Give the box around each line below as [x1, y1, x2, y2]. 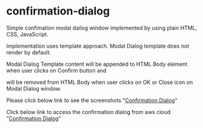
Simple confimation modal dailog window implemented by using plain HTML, [6, 24, 198, 31]
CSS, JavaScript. [6, 30, 48, 37]
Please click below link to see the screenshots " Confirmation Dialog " [6, 97, 178, 104]
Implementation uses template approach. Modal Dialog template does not [6, 42, 190, 50]
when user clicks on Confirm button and [6, 66, 107, 74]
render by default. [6, 48, 52, 56]
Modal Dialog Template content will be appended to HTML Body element [6, 60, 188, 68]
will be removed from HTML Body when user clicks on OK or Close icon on [6, 78, 193, 86]
